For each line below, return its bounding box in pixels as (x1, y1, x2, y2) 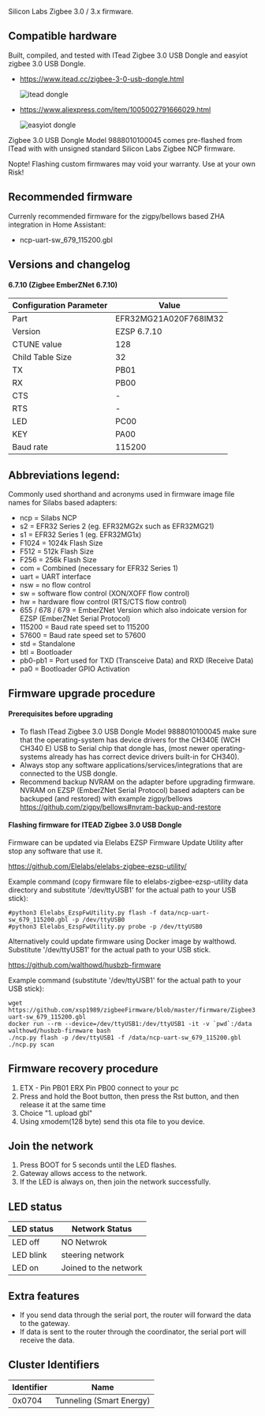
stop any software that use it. (8, 846, 103, 855)
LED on (12, 1263, 39, 1274)
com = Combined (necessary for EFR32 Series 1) (19, 564, 179, 573)
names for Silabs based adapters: (8, 498, 118, 508)
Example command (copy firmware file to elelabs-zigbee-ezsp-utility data (8, 877, 248, 886)
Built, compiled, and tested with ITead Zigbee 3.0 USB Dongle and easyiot (8, 51, 248, 60)
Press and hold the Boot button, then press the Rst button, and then (19, 1091, 239, 1101)
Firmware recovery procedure (8, 1062, 159, 1076)
